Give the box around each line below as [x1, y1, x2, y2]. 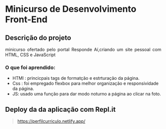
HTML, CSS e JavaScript [5, 52, 56, 58]
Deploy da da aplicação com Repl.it [5, 105, 116, 114]
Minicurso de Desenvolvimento [5, 3, 137, 15]
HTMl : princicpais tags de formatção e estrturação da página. [12, 75, 140, 81]
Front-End [5, 14, 48, 25]
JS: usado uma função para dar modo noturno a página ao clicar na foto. [12, 91, 161, 97]
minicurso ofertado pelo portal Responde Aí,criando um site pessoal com [5, 47, 162, 52]
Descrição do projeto [5, 33, 71, 42]
